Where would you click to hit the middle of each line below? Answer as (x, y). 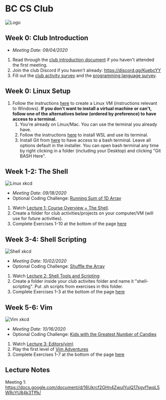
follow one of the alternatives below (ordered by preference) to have (84, 114)
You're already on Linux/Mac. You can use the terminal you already (88, 124)
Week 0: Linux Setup (38, 91)
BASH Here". (33, 156)
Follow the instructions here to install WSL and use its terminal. (84, 135)
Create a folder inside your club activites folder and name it (73, 281)
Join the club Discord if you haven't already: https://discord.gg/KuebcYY (86, 70)
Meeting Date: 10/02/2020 (40, 261)
